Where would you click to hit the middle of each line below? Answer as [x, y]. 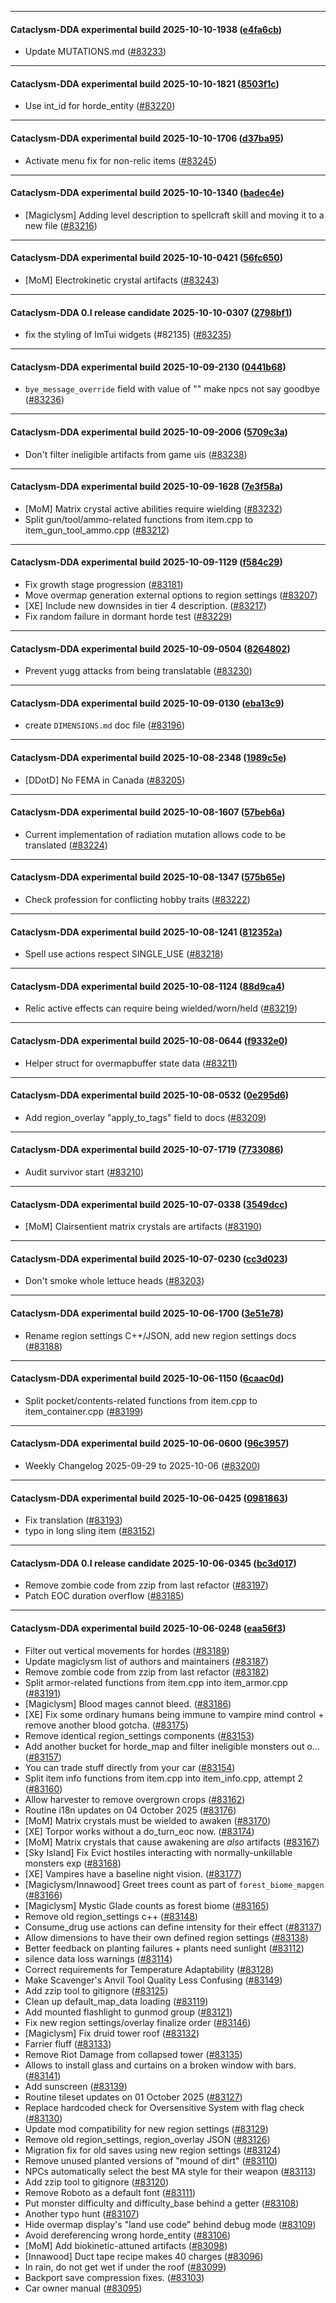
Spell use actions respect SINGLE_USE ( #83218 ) [124, 954]
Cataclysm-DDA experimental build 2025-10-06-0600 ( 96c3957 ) [150, 1443]
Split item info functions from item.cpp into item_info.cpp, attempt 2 [163, 1778]
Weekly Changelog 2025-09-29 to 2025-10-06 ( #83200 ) [142, 1466]
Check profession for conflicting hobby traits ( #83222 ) [137, 900]
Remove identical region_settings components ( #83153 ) [139, 1735]
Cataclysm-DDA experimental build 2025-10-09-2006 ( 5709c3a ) [149, 432]
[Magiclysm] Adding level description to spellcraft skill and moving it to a [174, 215]
